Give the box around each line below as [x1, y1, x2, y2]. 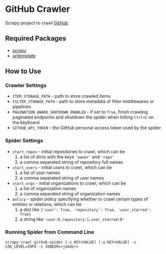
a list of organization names [19, 185, 77, 191]
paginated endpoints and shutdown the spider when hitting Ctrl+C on [12, 114, 154, 120]
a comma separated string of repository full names [19, 159, 123, 165]
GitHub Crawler [5, 3, 70, 15]
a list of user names [19, 170, 60, 176]
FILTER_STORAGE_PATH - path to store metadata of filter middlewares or [12, 98, 155, 105]
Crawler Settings [5, 82, 47, 89]
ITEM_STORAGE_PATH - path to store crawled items [12, 93, 111, 99]
